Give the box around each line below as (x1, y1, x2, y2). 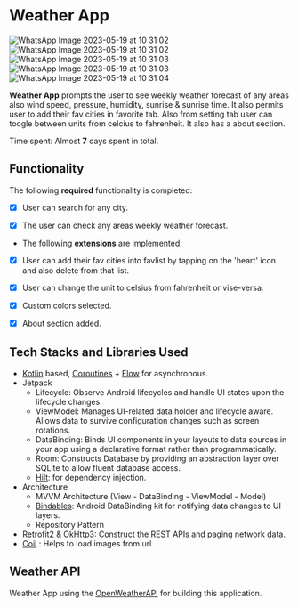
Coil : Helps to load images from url (21, 538, 152, 548)
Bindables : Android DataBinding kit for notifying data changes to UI (35, 500, 282, 511)
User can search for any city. (21, 202, 129, 213)
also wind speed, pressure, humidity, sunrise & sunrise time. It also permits (9, 99, 284, 109)
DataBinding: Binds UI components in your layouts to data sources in (35, 433, 287, 445)
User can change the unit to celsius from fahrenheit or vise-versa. (21, 282, 264, 293)
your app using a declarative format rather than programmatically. (35, 443, 278, 454)
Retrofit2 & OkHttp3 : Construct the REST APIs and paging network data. (21, 529, 286, 539)
